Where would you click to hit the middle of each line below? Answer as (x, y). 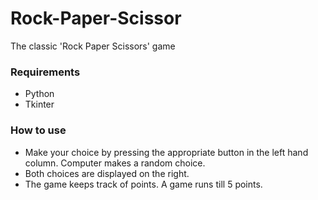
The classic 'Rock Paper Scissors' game (93, 46)
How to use (38, 130)
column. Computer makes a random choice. (115, 163)
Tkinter (39, 104)
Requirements (45, 72)
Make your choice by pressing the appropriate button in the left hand (166, 152)
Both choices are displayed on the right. (107, 173)
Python (39, 94)
